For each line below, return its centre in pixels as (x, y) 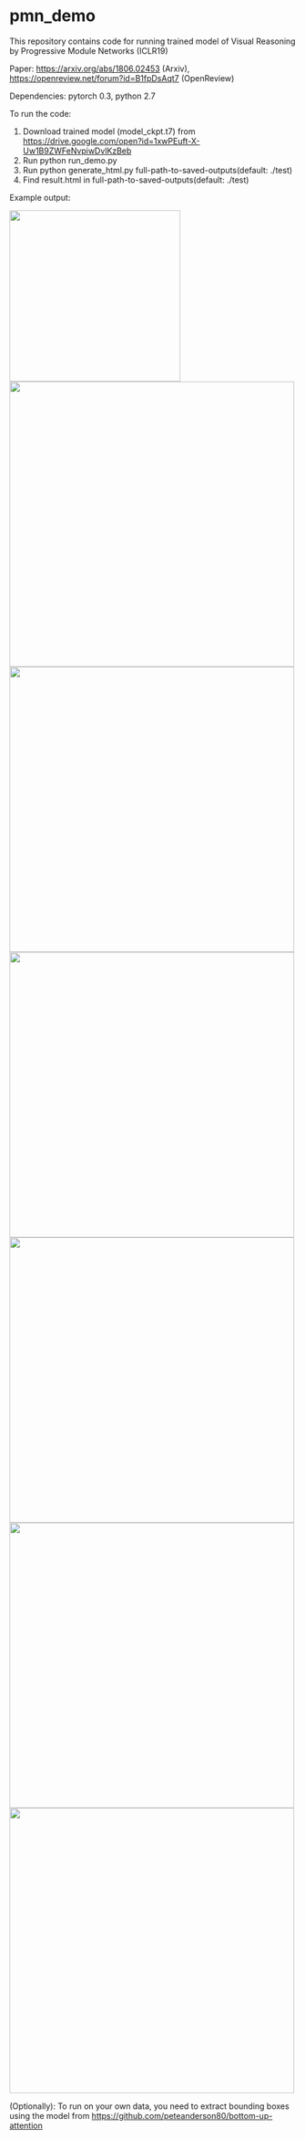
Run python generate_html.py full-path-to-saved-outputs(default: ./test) (158, 170)
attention (26, 2125)
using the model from (50, 2115)
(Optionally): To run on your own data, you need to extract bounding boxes (149, 2106)
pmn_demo (53, 16)
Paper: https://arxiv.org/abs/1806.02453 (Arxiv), (100, 68)
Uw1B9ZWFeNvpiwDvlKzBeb (77, 151)
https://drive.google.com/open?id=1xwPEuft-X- (111, 141)
